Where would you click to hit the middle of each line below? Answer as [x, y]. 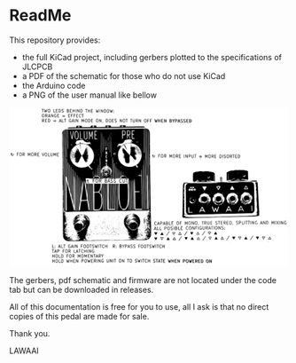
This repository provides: [55, 40]
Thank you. [30, 333]
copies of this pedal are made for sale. [79, 316]
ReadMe [40, 16]
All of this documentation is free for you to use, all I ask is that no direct [139, 306]
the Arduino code [54, 85]
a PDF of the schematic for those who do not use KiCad [124, 75]
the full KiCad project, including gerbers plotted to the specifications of [152, 57]
